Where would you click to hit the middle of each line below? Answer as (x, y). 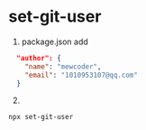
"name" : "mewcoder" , (63, 66)
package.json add (55, 42)
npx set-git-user (41, 117)
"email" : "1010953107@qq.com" (82, 75)
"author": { (39, 58)
